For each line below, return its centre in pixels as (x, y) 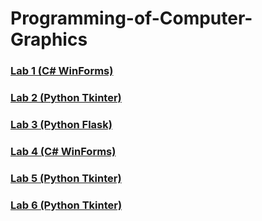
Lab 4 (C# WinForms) (63, 151)
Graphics (49, 39)
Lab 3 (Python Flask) (61, 124)
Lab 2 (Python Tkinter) (66, 98)
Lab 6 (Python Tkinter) (66, 205)
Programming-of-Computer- (131, 18)
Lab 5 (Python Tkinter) (66, 178)
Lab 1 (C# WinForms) (62, 71)
